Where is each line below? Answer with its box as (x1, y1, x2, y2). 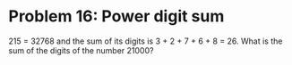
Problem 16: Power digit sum (8, 6, 225, 27)
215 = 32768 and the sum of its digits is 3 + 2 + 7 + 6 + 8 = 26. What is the (8, 36, 283, 46)
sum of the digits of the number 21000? (8, 45, 154, 55)
